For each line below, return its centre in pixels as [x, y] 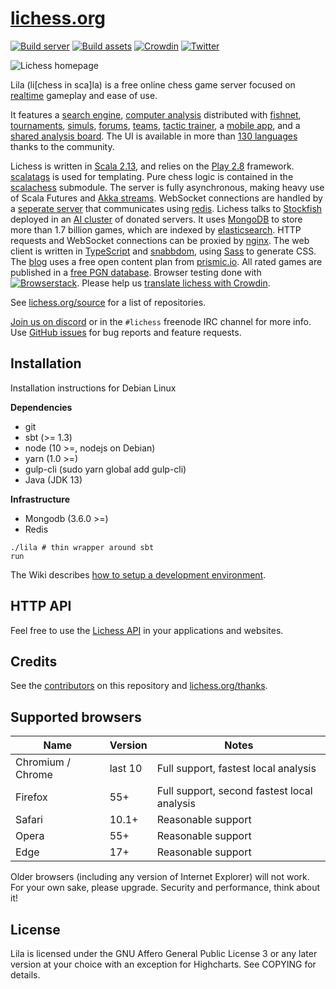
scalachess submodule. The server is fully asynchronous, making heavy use [167, 187]
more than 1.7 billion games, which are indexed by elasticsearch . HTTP [156, 229]
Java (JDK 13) [53, 479]
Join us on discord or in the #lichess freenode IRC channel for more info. [161, 321]
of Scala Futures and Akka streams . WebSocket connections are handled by [166, 198]
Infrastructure [40, 499]
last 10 [126, 769]
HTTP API [41, 606]
